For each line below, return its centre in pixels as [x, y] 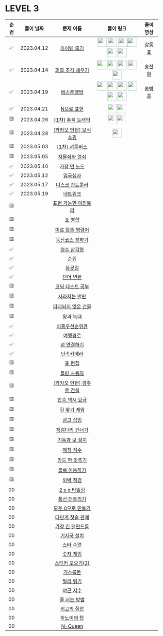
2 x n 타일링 [72, 490]
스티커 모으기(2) [72, 563]
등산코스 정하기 [72, 240]
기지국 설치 [72, 536]
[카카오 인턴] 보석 [72, 130]
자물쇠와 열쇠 [72, 157]
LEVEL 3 [22, 9]
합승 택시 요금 [72, 400]
